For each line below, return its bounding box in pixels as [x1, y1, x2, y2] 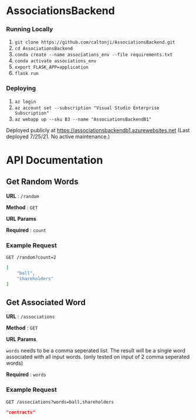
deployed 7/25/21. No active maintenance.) [6, 133, 110, 140]
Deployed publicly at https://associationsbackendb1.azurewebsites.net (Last [6, 126, 190, 133]
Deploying [6, 84, 36, 92]
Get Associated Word [6, 297, 86, 307]
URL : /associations [6, 313, 55, 320]
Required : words [6, 371, 46, 378]
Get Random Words [6, 177, 79, 187]
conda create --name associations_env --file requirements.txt [14, 52, 173, 58]
